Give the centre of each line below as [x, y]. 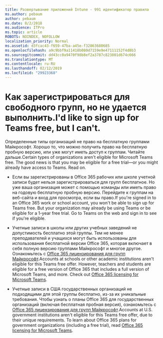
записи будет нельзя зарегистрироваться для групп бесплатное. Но [83, 182]
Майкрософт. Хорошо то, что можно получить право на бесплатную [76, 147]
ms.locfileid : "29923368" [31, 73]
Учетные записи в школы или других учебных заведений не [74, 227]
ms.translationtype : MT [29, 59]
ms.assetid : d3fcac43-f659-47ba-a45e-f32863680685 [57, 46]
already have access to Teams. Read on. [45, 167]
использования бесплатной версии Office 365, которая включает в [82, 243]
